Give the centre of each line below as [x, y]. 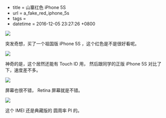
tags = [19, 18]
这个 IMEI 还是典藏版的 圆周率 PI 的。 [44, 110]
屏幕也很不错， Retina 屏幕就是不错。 [44, 90]
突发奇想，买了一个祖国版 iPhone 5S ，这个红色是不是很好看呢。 [72, 44]
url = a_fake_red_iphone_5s [41, 13]
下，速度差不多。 [23, 70]
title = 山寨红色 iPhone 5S [39, 7]
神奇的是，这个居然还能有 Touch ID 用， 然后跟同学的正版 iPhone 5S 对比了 [84, 64]
